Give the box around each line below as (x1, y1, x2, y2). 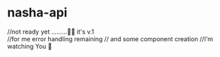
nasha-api (7, 5, 68, 21)
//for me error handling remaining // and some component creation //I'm (7, 34, 214, 43)
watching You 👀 (7, 42, 52, 50)
